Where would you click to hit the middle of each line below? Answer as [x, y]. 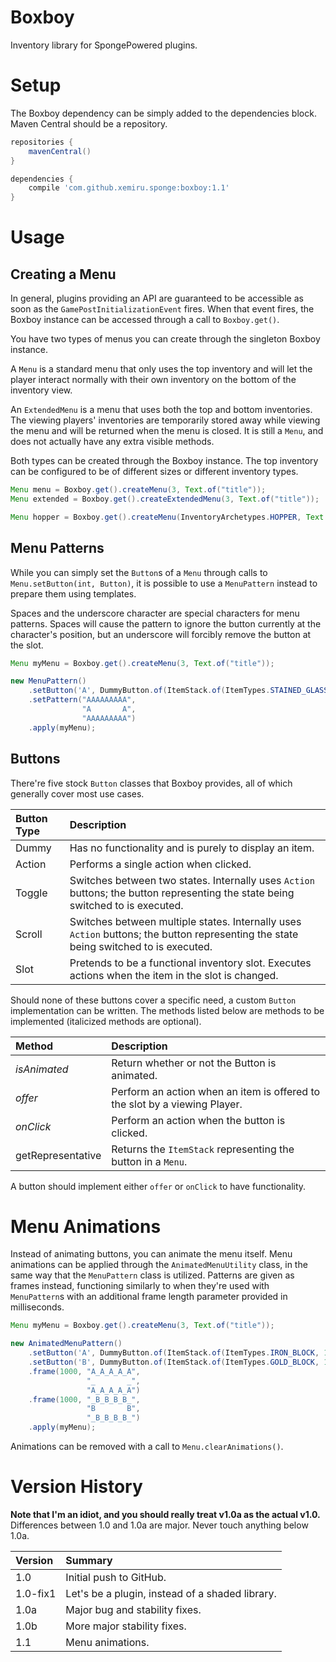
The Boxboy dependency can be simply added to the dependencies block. [163, 113]
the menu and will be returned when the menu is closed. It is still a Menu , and [167, 431]
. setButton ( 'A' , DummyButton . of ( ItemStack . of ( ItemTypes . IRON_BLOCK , [174, 1353]
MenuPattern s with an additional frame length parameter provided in [149, 1297]
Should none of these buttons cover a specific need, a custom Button [153, 1000]
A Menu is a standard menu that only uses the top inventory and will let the [161, 369]
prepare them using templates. [73, 593]
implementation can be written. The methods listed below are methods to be [167, 1010]
